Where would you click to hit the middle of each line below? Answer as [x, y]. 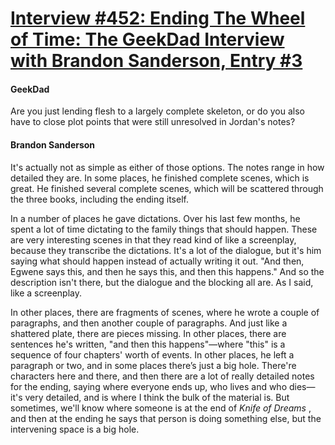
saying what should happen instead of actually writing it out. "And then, [157, 261]
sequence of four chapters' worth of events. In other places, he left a [152, 354]
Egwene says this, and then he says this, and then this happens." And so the [167, 271]
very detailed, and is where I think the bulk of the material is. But [157, 397]
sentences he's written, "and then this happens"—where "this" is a [148, 344]
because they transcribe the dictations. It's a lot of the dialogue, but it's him [166, 250]
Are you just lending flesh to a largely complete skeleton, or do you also [158, 111]
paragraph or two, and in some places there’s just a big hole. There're [153, 365]
